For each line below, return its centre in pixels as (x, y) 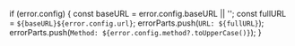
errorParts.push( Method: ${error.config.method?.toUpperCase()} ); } (135, 32)
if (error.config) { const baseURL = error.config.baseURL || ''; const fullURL (148, 14)
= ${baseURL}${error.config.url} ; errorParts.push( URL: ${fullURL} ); (137, 23)
